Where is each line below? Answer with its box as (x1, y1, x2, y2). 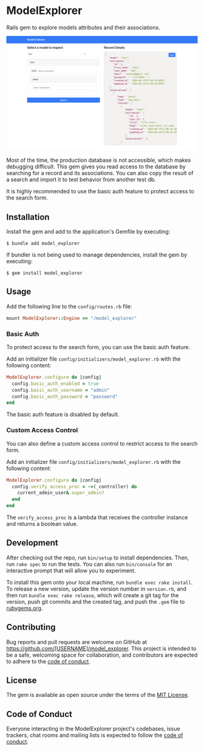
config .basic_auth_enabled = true (12, 381, 99, 387)
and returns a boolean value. (6, 521, 78, 527)
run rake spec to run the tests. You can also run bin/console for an (6, 560, 172, 567)
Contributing (6, 622, 56, 632)
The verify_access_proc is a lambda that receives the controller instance (6, 514, 188, 521)
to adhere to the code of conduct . (6, 657, 91, 665)
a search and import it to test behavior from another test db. (6, 176, 156, 183)
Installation (6, 212, 50, 222)
